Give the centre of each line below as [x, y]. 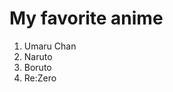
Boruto [37, 67]
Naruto [38, 56]
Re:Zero [40, 78]
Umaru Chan [50, 46]
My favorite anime [86, 18]
